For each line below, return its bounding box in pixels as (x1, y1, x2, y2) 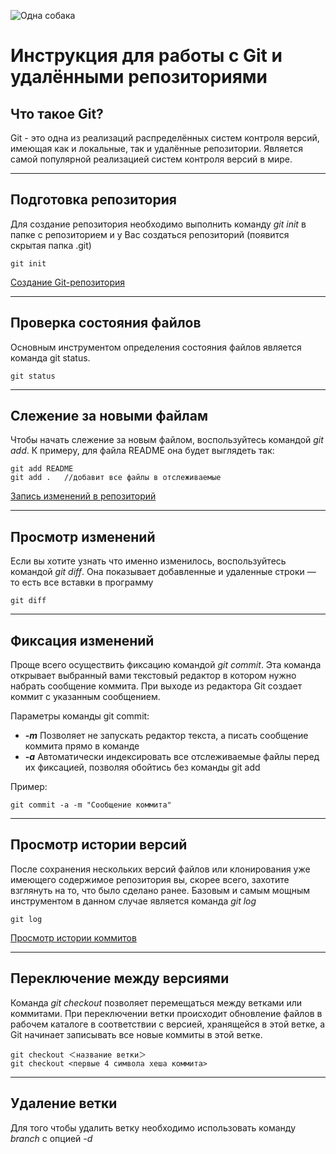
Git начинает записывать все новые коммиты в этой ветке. (10, 1028, 263, 1040)
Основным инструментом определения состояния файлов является (10, 341, 302, 353)
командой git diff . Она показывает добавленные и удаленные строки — (10, 566, 317, 578)
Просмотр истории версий (10, 836, 188, 854)
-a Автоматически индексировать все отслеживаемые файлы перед (24, 751, 320, 763)
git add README (10, 464, 74, 474)
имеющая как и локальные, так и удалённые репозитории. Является (10, 143, 304, 154)
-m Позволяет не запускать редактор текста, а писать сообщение (24, 730, 309, 742)
